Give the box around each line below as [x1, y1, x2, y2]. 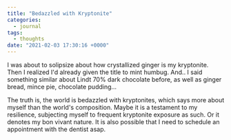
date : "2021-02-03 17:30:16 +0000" [7, 42, 110, 49]
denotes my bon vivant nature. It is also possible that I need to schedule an [7, 118, 220, 126]
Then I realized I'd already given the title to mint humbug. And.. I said [7, 68, 203, 76]
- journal [13, 23, 41, 30]
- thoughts [13, 36, 45, 43]
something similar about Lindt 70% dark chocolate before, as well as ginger [7, 75, 222, 83]
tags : [7, 29, 23, 36]
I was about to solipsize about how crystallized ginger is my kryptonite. [7, 61, 209, 69]
